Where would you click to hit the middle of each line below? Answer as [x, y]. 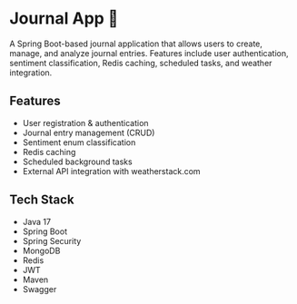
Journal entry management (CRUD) [89, 132]
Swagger [40, 289]
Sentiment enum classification [79, 142]
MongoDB [41, 250]
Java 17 [37, 221]
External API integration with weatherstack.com [112, 171]
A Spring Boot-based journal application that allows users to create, [136, 44]
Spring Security [52, 240]
